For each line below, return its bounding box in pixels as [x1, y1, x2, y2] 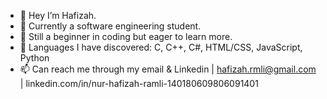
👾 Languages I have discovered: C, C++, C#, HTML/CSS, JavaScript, [19, 41, 303, 53]
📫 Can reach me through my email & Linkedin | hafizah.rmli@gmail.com [19, 63, 317, 75]
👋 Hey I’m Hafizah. [19, 10, 97, 21]
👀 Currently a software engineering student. [19, 20, 202, 32]
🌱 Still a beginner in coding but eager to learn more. [19, 31, 233, 42]
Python [19, 52, 50, 64]
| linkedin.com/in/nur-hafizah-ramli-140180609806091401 [19, 78, 259, 89]
